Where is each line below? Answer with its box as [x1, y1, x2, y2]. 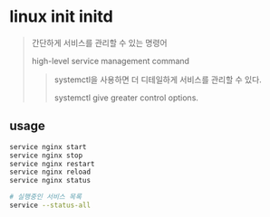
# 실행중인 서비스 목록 [9, 193, 82, 202]
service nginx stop [9, 151, 83, 160]
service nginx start [9, 142, 88, 151]
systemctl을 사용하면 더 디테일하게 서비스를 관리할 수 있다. [53, 74, 263, 85]
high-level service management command [31, 55, 190, 66]
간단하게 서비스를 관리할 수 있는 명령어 [31, 37, 168, 48]
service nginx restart [9, 159, 95, 168]
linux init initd [9, 6, 113, 27]
